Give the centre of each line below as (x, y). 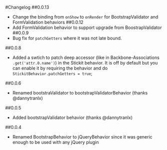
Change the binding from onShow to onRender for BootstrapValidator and (85, 17)
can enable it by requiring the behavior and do (60, 68)
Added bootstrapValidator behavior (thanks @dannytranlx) (72, 117)
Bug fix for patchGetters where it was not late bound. (67, 38)
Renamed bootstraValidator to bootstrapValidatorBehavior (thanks (80, 93)
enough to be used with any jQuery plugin (55, 142)
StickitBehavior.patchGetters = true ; (52, 73)
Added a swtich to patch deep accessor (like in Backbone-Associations (86, 57)
